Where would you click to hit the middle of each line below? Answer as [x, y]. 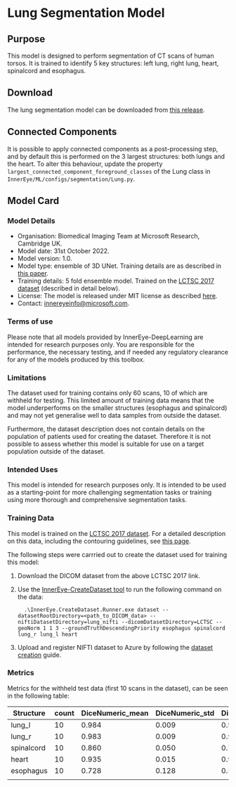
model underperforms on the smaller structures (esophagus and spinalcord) [117, 408]
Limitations [27, 378]
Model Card [33, 201]
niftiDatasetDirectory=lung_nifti [68, 622]
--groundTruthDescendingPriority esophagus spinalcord [144, 628]
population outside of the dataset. [56, 451]
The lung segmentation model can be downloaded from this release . [106, 110]
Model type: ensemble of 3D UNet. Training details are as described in [119, 266]
